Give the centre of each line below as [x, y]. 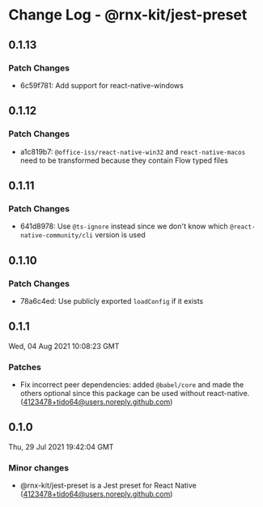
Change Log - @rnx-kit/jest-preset [128, 15]
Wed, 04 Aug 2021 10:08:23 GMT [64, 346]
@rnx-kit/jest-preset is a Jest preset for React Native [108, 486]
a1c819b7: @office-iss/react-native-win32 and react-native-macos [133, 151]
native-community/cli [56, 236]
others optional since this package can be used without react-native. [135, 394]
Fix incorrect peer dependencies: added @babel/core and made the [132, 385]
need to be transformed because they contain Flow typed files [124, 160]
